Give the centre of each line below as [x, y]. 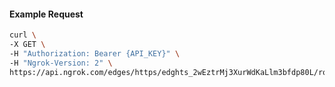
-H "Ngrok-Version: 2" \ [61, 63]
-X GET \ [27, 45]
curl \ [23, 35]
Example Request [46, 14]
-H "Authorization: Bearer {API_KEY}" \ [95, 53]
